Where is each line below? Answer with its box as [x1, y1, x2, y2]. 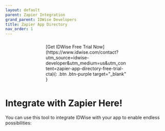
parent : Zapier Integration [5, 12, 66, 17]
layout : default [5, 7, 40, 13]
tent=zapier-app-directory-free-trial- [46, 65, 124, 72]
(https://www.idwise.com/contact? [46, 49, 119, 55]
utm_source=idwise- [46, 55, 89, 61]
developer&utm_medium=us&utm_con [46, 60, 127, 67]
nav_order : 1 [5, 27, 33, 32]
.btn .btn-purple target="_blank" [58, 71, 127, 77]
